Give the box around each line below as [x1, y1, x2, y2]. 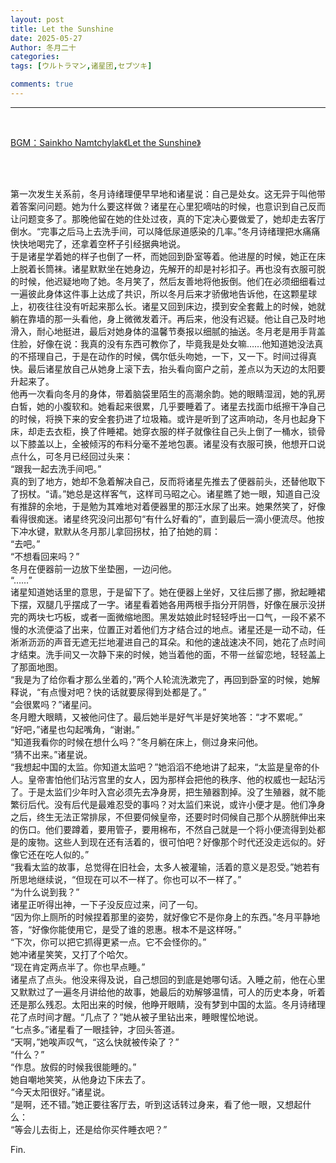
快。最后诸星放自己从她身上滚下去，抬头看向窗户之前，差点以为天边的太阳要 [10, 362, 326, 375]
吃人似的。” [44, 848, 90, 860]
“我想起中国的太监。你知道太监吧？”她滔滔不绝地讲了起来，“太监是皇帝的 [10, 761, 312, 773]
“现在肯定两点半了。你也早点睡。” [10, 961, 146, 973]
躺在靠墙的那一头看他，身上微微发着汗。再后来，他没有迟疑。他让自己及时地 [10, 312, 326, 325]
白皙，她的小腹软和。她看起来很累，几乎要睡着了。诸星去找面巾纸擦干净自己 [10, 400, 326, 412]
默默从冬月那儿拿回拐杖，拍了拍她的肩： [53, 525, 221, 537]
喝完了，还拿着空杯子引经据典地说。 [36, 237, 186, 250]
